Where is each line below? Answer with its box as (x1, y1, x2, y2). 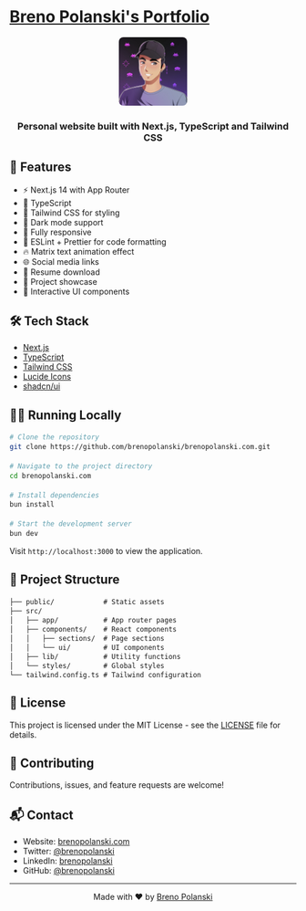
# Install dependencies (9, 490, 100, 499)
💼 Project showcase (22, 276, 97, 287)
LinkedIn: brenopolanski (22, 855, 113, 866)
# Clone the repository (9, 433, 100, 442)
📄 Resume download (22, 267, 100, 277)
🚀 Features (9, 160, 72, 175)
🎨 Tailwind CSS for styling (22, 207, 120, 218)
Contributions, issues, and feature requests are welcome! (9, 780, 225, 791)
